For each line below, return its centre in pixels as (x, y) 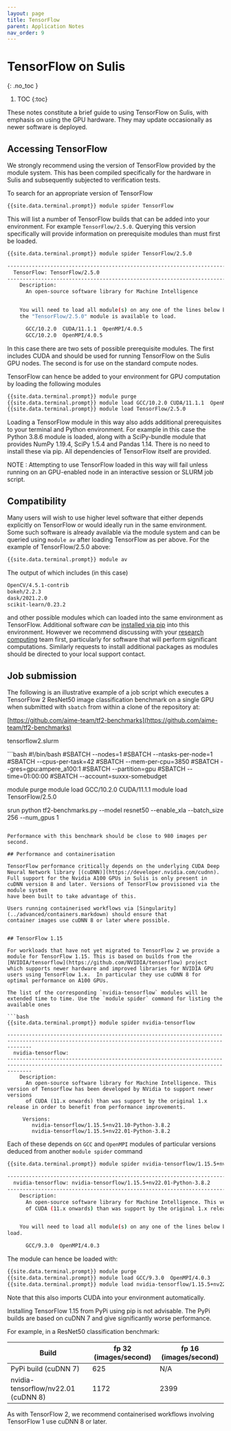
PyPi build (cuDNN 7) (45, 1368)
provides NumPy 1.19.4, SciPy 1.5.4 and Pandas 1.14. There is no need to (109, 444)
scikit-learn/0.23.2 (37, 604)
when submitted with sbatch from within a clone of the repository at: (104, 707)
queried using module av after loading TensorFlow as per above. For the (108, 540)
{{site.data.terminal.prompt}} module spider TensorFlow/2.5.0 (100, 253)
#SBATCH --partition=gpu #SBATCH (134, 769)
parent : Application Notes (46, 26)
